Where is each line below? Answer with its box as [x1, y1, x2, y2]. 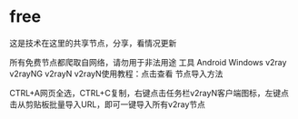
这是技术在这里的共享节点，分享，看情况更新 [9, 37, 177, 48]
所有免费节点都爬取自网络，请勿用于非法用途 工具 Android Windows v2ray [9, 56, 287, 67]
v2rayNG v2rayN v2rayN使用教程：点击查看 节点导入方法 [9, 68, 223, 79]
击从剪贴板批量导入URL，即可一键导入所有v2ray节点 [9, 98, 206, 110]
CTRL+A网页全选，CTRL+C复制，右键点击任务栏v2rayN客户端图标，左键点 [9, 87, 289, 98]
